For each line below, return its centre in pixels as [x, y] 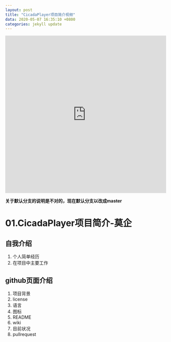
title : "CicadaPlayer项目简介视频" [40, 15]
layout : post [19, 10]
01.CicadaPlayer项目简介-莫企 [69, 223]
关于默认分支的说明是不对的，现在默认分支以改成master [64, 201]
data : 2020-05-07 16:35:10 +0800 [40, 19]
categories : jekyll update [34, 24]
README [22, 317]
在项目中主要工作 [30, 263]
